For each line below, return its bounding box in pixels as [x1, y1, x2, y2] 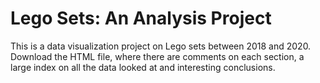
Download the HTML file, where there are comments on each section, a [10, 50, 305, 62]
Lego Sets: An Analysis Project [10, 7, 272, 30]
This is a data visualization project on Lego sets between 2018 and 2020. [10, 40, 312, 52]
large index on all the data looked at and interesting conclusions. [10, 61, 276, 73]
